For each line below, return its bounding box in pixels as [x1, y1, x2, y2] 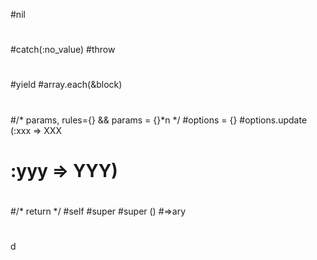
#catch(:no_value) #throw [10, 44, 116, 56]
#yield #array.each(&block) [10, 79, 123, 91]
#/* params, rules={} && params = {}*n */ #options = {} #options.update [10, 114, 308, 126]
